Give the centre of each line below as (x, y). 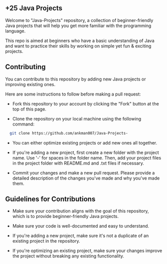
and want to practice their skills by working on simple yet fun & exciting (78, 46)
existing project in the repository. (46, 241)
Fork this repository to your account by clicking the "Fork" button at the (86, 103)
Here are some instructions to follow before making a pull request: (73, 94)
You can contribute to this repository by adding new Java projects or (76, 79)
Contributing (25, 67)
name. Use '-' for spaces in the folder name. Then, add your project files (87, 157)
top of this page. (29, 109)
